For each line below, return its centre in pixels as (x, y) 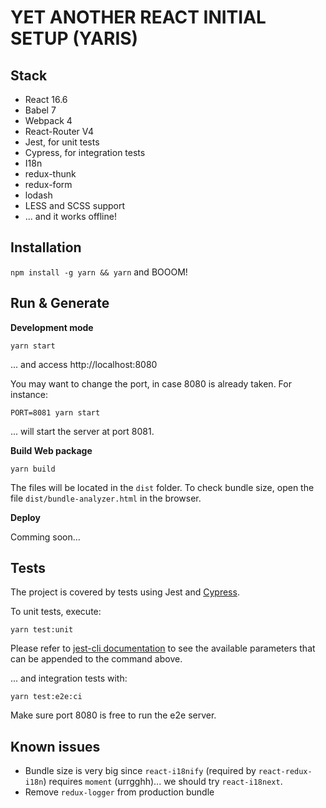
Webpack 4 (48, 120)
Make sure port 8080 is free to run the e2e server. (113, 715)
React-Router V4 (59, 131)
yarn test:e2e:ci (46, 697)
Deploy (25, 517)
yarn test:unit (42, 630)
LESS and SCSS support (75, 205)
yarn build (33, 469)
